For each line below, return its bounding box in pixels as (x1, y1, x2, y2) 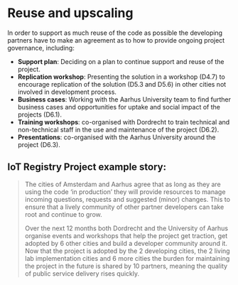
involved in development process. (17, 87, 117, 96)
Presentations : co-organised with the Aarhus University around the (17, 133, 216, 141)
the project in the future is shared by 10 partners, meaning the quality (24, 262, 228, 270)
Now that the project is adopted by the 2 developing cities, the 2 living (24, 247, 230, 255)
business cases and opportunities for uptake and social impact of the (17, 102, 220, 111)
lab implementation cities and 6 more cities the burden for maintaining (24, 254, 230, 262)
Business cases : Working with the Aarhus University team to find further (17, 95, 232, 104)
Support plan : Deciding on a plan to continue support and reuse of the (17, 57, 225, 65)
